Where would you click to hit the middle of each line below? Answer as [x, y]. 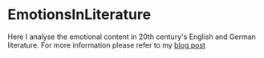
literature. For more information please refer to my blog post [107, 44]
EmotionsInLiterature [79, 15]
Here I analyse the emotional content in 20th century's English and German [132, 37]
